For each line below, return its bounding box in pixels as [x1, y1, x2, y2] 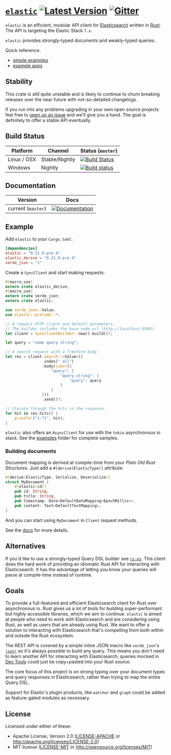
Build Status [5, 132, 45, 140]
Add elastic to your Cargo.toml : [5, 236, 73, 242]
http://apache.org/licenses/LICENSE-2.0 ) [12, 739, 100, 745]
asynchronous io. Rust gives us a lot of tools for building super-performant [5, 605, 162, 611]
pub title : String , [14, 493, 56, 499]
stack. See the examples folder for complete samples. [5, 435, 119, 441]
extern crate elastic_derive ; [5, 284, 70, 289]
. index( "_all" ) [41, 359, 74, 364]
